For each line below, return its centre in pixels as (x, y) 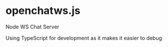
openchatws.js (43, 11)
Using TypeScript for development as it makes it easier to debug (84, 38)
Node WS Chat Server (33, 27)
